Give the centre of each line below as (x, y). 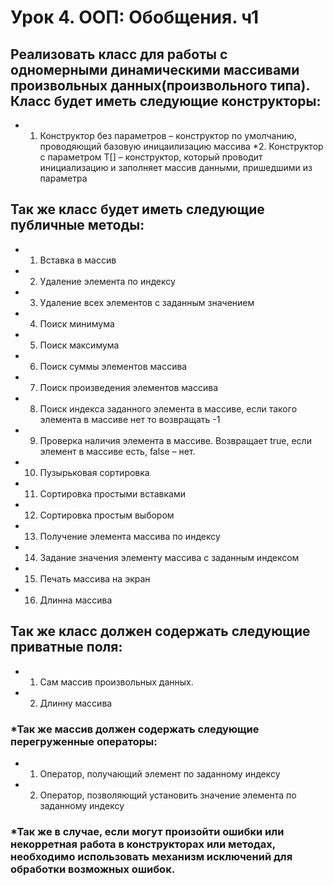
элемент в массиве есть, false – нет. (117, 451)
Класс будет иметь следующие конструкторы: (166, 101)
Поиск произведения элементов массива (129, 387)
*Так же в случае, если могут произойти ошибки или (147, 831)
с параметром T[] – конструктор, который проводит (151, 157)
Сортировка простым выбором (107, 515)
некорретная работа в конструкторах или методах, (143, 844)
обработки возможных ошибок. (93, 869)
